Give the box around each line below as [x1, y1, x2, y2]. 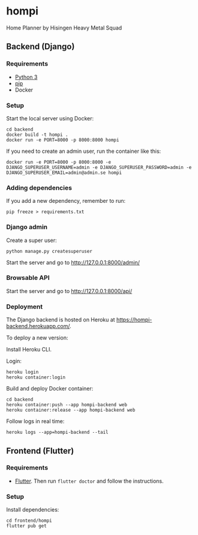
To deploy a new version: [6, 334, 68, 341]
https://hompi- [116, 316, 152, 323]
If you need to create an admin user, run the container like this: [6, 147, 161, 155]
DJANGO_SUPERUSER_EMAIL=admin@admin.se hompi [6, 170, 122, 176]
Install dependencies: [6, 506, 59, 513]
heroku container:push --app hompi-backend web [6, 402, 128, 408]
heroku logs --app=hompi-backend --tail [6, 429, 109, 436]
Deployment [6, 302, 43, 311]
